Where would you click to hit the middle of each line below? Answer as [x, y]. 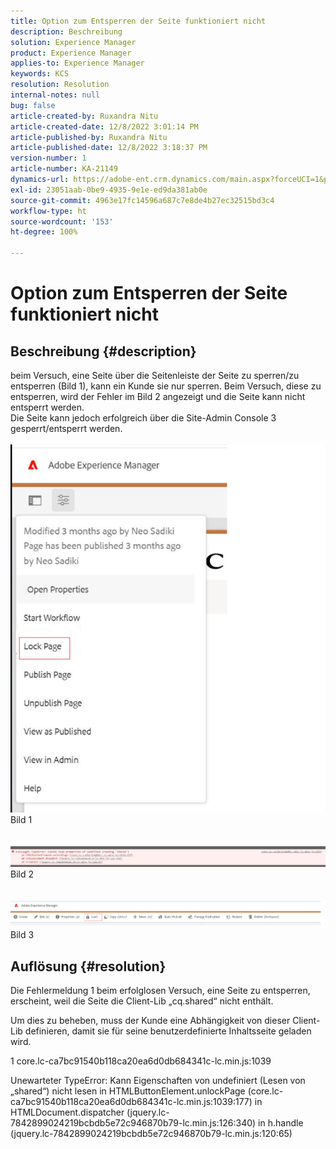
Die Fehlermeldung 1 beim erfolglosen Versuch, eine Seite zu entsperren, [160, 990]
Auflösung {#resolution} [88, 966]
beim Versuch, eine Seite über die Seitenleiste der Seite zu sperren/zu [155, 375]
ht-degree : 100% [44, 232]
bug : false [33, 105]
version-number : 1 [48, 158]
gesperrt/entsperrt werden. [66, 428]
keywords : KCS [40, 74]
